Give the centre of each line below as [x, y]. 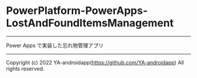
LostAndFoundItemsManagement [90, 23]
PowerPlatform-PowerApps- [77, 11]
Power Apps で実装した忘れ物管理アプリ [55, 45]
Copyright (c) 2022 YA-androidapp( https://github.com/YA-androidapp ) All [95, 62]
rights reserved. [26, 69]
